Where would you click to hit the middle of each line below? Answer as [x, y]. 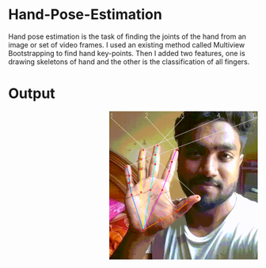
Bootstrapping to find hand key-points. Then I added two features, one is [127, 53]
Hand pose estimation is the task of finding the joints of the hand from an [127, 36]
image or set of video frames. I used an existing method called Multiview [127, 44]
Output [32, 94]
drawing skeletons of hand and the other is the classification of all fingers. [129, 62]
